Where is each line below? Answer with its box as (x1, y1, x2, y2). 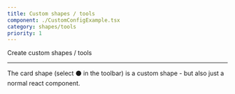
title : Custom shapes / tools (7, 10, 96, 17)
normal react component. (7, 79, 80, 88)
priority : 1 (7, 29, 42, 37)
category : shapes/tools (7, 23, 77, 30)
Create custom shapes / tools (7, 49, 92, 57)
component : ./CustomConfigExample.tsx (7, 17, 120, 24)
